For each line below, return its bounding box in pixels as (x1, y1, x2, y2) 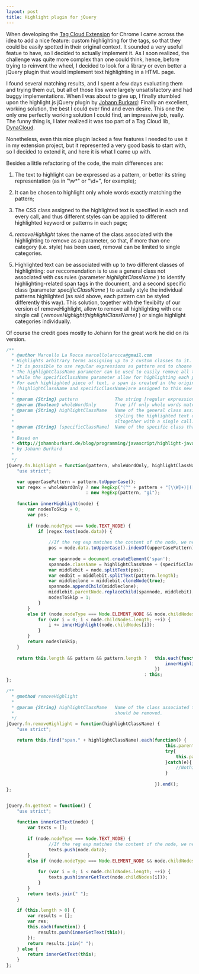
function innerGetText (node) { (17, 819, 94, 825)
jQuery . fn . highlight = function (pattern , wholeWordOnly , (6, 462, 150, 468)
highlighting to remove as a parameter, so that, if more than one (14, 237, 170, 244)
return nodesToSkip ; (27, 638, 78, 644)
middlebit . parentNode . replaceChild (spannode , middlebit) (48, 589, 192, 595)
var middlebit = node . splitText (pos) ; (48, 567, 145, 573)
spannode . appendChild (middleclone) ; (48, 583, 139, 590)
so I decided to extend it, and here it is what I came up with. (6, 148, 152, 155)
